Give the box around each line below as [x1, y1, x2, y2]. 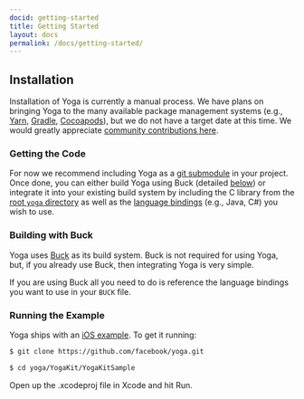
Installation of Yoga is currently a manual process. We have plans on [9, 96, 264, 107]
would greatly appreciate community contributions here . [9, 125, 219, 136]
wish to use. [9, 206, 55, 217]
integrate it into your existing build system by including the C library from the [9, 187, 295, 198]
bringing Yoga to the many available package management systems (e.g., [9, 106, 283, 117]
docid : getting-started [9, 13, 100, 23]
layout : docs [9, 30, 59, 39]
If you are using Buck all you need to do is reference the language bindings [9, 277, 290, 288]
